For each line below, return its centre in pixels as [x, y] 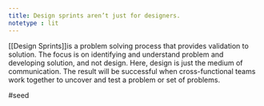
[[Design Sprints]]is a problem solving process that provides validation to [129, 45]
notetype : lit [34, 23]
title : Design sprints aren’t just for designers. [94, 16]
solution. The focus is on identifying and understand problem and [116, 54]
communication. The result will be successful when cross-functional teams [132, 71]
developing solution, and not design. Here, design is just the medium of [126, 63]
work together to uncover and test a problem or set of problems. [114, 80]
